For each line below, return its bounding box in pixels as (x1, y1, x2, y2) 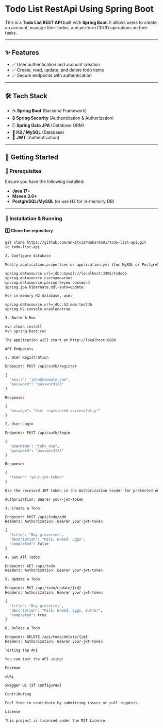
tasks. (5, 30, 17, 36)
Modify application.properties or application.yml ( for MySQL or (5, 262, 140, 267)
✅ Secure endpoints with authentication (12, 72, 92, 78)
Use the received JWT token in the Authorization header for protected (5, 488, 153, 493)
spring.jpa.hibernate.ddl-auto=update (5, 285, 83, 290)
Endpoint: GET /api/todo (5, 564, 55, 568)
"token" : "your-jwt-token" (9, 475, 64, 480)
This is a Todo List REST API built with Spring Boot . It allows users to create (5, 19, 157, 25)
